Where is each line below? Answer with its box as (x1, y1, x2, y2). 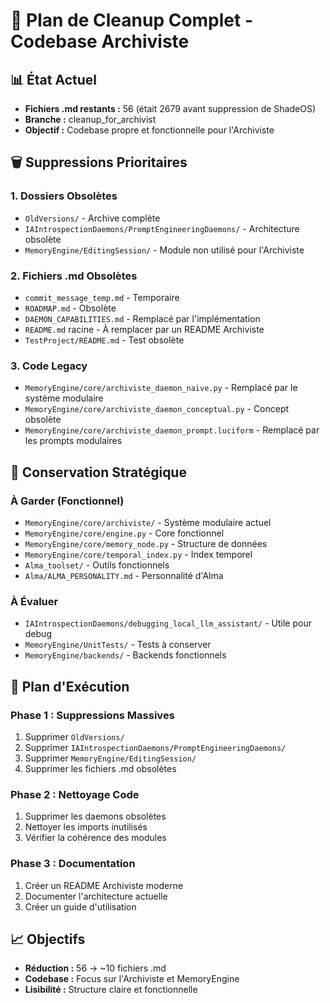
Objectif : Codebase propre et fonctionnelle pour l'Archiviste (24, 124, 275, 136)
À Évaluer (10, 594, 59, 608)
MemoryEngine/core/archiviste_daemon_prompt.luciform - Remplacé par (24, 424, 320, 436)
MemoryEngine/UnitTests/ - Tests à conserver (24, 639, 212, 651)
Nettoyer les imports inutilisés (24, 821, 148, 833)
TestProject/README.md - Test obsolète (24, 334, 185, 346)
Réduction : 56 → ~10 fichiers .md (24, 962, 167, 974)
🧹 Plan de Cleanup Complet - (10, 9, 254, 32)
